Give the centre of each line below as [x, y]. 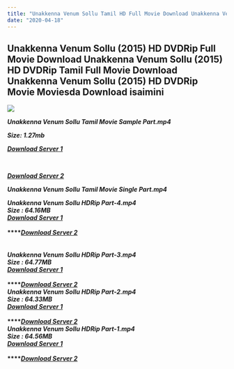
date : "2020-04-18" [36, 20]
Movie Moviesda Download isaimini [86, 92]
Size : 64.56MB [30, 336]
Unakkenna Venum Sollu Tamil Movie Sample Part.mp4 [89, 122]
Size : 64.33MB [30, 299]
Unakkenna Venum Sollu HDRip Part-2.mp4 [72, 292]
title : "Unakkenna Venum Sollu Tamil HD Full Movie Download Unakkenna [113, 14]
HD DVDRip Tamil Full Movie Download [92, 70]
